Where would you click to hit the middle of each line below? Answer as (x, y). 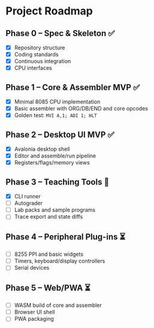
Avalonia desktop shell (42, 149)
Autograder (28, 203)
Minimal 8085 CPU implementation (57, 102)
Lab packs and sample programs (55, 210)
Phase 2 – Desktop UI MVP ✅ (60, 134)
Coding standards (36, 55)
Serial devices (32, 268)
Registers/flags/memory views (52, 163)
